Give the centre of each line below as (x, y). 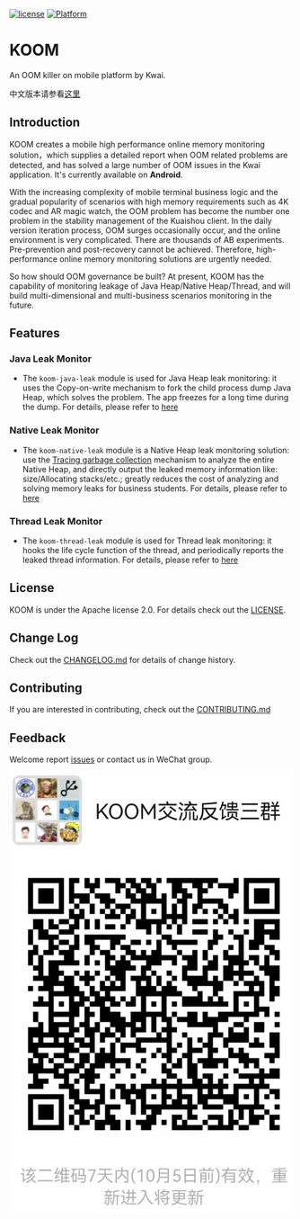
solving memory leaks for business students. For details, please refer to (154, 488)
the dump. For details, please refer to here (100, 407)
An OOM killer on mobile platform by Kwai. (88, 75)
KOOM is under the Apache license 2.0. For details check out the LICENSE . (148, 609)
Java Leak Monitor (51, 359)
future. (22, 305)
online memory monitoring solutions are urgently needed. (166, 259)
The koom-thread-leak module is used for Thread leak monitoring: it (147, 541)
